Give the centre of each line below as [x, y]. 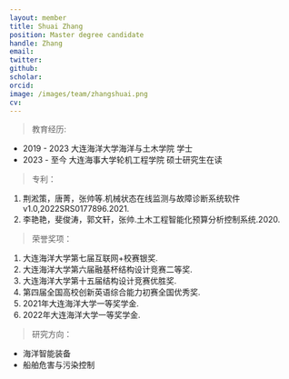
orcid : [22, 85]
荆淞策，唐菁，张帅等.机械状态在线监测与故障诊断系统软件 [131, 199]
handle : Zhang [36, 43]
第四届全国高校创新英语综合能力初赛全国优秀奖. [111, 293]
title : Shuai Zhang [46, 26]
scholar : [26, 77]
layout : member [38, 18]
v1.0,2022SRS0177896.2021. [76, 209]
